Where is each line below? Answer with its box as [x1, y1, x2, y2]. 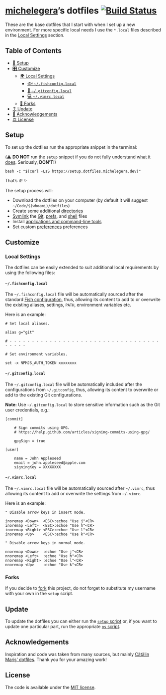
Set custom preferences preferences [12, 224, 88, 230]
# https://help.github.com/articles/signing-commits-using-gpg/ [14, 429, 150, 434]
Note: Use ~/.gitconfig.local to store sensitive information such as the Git [5, 401, 160, 407]
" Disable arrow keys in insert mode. [5, 510, 85, 515]
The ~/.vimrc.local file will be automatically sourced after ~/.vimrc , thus [5, 485, 155, 491]
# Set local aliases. [5, 321, 50, 327]
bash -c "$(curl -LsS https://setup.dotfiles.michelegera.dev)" [5, 169, 141, 174]
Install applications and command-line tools [12, 218, 102, 224]
